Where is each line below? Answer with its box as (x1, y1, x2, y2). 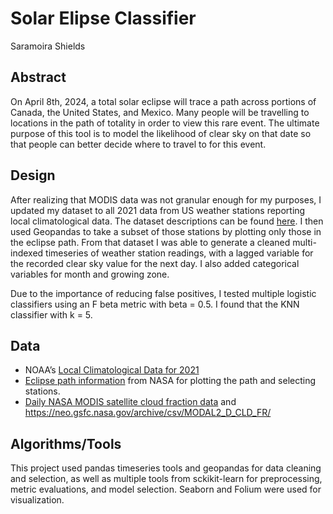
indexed (10, 247, 44, 259)
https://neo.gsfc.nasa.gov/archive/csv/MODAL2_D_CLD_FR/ (24, 407, 272, 419)
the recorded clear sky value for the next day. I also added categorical (10, 257, 300, 269)
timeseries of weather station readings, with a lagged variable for (45, 247, 314, 259)
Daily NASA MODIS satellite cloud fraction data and (24, 396, 237, 408)
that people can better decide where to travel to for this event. (10, 138, 267, 150)
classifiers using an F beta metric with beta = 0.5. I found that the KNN (10, 298, 300, 310)
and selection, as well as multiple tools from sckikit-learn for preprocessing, (10, 473, 323, 485)
